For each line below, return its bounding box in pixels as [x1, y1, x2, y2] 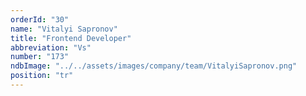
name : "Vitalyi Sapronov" [10, 24, 118, 34]
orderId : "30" [10, 14, 70, 25]
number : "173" [10, 52, 70, 62]
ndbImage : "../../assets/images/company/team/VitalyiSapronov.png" [10, 61, 298, 71]
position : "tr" [10, 71, 74, 81]
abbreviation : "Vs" [10, 42, 92, 53]
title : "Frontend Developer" [10, 33, 132, 43]
